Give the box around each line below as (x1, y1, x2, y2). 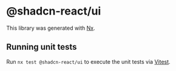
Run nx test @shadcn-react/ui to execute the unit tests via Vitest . (6, 58, 171, 65)
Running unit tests (6, 42, 77, 52)
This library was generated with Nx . (6, 24, 95, 32)
